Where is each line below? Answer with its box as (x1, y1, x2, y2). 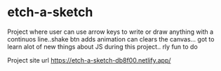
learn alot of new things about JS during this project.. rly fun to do (7, 42, 198, 51)
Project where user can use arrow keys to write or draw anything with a (7, 27, 214, 36)
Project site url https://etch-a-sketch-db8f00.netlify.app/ (7, 56, 171, 64)
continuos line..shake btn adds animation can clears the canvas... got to (7, 34, 215, 43)
